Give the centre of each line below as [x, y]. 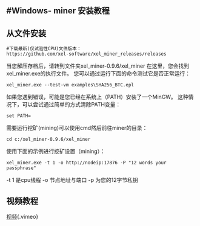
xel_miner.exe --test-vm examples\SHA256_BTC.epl [70, 85]
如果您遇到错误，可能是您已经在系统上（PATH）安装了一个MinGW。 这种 [98, 97]
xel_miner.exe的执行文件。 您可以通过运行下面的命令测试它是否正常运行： [98, 74]
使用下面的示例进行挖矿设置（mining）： [56, 151]
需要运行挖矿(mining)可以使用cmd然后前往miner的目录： [77, 128]
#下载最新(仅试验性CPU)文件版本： [44, 49]
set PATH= [19, 116]
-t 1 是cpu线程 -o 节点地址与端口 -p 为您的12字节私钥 [72, 180]
